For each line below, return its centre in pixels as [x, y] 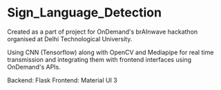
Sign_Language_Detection [85, 13]
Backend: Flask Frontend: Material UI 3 [62, 80]
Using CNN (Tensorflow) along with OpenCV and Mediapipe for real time [110, 52]
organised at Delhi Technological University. [70, 38]
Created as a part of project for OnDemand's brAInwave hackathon [103, 32]
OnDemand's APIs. [34, 67]
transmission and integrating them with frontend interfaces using [99, 59]
